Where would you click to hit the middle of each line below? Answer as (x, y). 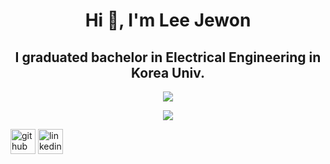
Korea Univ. (167, 72)
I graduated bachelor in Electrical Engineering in (168, 57)
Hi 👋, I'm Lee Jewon (168, 20)
